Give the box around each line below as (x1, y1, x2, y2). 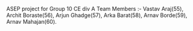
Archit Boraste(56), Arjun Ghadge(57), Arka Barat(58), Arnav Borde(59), (6, 12, 188, 19)
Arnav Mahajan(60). (6, 18, 57, 25)
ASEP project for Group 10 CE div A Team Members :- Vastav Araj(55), (6, 5, 184, 12)
